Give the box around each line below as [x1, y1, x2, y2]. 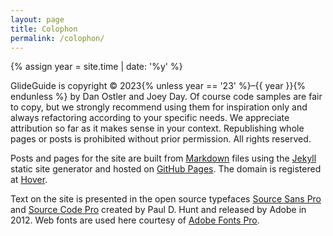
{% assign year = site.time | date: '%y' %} [10, 61, 183, 73]
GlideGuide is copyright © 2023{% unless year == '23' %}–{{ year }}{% [10, 80, 307, 92]
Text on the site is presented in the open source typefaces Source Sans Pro [10, 193, 322, 205]
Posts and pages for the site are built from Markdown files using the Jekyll [10, 152, 317, 165]
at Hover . [10, 174, 48, 186]
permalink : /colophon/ [10, 33, 105, 43]
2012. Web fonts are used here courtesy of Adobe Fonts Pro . [10, 214, 260, 226]
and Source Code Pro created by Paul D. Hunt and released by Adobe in [10, 204, 307, 216]
